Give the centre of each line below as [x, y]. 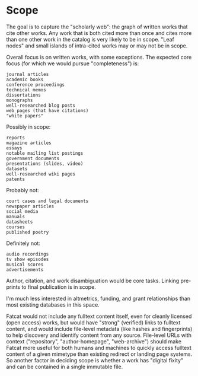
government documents [33, 158]
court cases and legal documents [47, 201]
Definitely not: [23, 243]
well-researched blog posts [41, 105]
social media [22, 211]
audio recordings [28, 254]
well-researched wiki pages [41, 174]
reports [16, 138]
